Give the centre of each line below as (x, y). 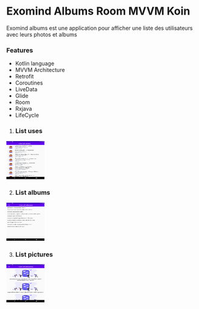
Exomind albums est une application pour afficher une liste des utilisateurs (100, 28)
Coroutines (29, 83)
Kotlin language (35, 64)
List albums (33, 193)
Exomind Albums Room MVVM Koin (98, 11)
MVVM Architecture (40, 70)
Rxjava (23, 109)
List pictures (34, 254)
